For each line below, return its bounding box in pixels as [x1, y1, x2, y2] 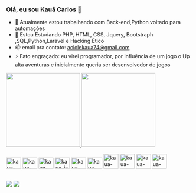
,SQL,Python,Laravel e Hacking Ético [14, 38, 104, 45]
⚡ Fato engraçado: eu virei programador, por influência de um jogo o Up [14, 53, 190, 60]
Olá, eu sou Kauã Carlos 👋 [6, 5, 82, 14]
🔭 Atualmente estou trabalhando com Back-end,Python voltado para [14, 19, 181, 26]
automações [14, 25, 45, 32]
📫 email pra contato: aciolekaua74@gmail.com [14, 44, 130, 51]
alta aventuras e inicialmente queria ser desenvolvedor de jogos [14, 61, 171, 68]
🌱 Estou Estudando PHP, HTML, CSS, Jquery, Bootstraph [14, 31, 153, 38]
